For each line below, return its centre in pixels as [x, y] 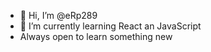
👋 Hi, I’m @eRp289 [58, 15]
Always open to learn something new [96, 36]
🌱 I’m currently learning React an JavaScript [110, 26]
